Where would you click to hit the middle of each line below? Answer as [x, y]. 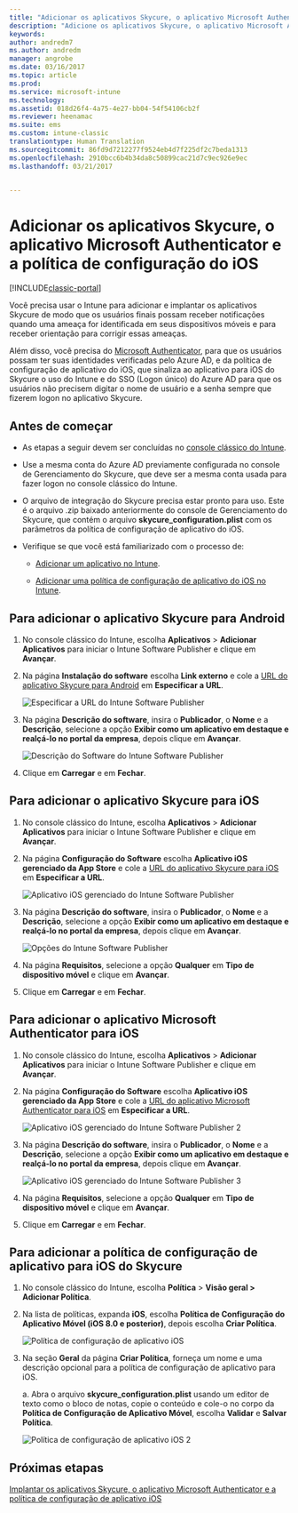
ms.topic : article [43, 76]
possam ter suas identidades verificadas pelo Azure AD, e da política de [141, 360]
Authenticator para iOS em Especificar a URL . [106, 1110]
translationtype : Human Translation [77, 141]
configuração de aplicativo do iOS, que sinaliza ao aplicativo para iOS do [142, 370]
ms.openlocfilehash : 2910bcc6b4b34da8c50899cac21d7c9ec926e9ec [129, 158]
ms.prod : [25, 84]
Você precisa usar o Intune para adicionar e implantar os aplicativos [133, 305]
